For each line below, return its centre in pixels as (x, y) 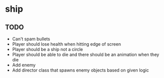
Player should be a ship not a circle (47, 49)
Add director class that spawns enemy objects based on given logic (81, 70)
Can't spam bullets (31, 39)
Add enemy (24, 65)
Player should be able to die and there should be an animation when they (86, 54)
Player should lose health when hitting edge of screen (67, 44)
